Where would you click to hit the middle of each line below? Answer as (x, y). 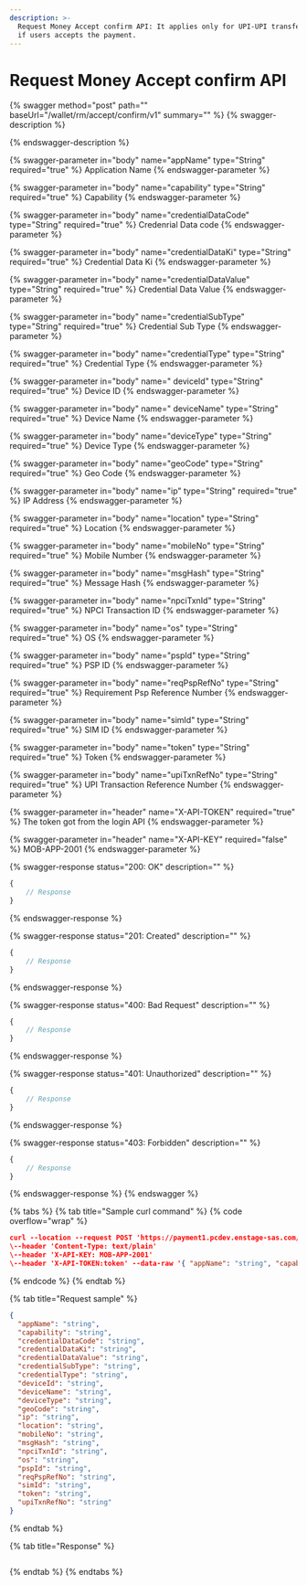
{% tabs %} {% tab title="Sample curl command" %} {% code (126, 1211)
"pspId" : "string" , (55, 1468)
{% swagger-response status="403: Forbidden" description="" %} (135, 1143)
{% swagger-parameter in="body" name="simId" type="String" (129, 720)
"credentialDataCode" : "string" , (81, 1341)
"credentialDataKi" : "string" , (77, 1349)
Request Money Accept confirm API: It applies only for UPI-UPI (143, 27)
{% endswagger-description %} (69, 143)
